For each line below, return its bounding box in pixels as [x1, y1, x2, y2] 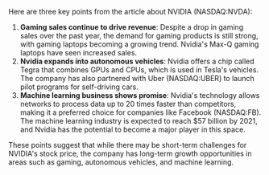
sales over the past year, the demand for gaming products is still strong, [19, 31, 259, 40]
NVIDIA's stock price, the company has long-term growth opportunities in [8, 149, 252, 158]
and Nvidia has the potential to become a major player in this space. [19, 124, 246, 134]
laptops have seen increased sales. [19, 48, 138, 57]
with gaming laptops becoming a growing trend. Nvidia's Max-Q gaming [19, 39, 259, 49]
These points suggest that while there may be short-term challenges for [8, 140, 247, 149]
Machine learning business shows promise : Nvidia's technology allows [19, 91, 260, 100]
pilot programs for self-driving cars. [19, 82, 139, 92]
